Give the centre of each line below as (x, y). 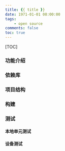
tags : (11, 19)
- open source (28, 24)
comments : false (22, 28)
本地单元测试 (18, 131)
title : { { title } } (25, 10)
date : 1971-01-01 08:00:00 (33, 14)
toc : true (15, 33)
